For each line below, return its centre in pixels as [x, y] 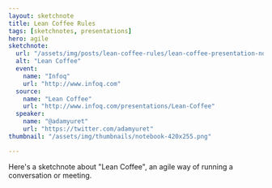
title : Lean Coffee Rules [52, 23]
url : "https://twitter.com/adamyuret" [88, 129]
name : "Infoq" [47, 76]
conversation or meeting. [50, 175]
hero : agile [28, 38]
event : [27, 69]
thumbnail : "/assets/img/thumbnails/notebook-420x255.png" [110, 136]
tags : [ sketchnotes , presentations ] [70, 31]
